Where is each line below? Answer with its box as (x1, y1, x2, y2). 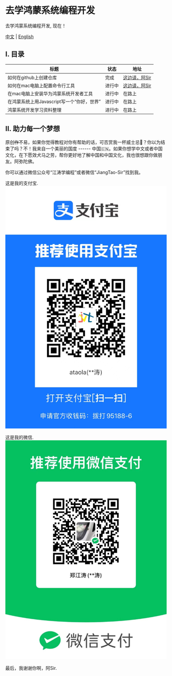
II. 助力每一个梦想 (5, 124, 60, 133)
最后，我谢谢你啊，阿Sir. (5, 665, 57, 671)
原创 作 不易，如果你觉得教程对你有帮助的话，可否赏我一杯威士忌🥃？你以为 (5, 139, 161, 145)
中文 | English (5, 33, 34, 39)
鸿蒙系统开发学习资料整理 (7, 107, 61, 113)
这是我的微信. (5, 434, 34, 440)
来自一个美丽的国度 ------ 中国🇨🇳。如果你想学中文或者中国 (36, 145, 163, 152)
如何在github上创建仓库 (7, 74, 57, 80)
